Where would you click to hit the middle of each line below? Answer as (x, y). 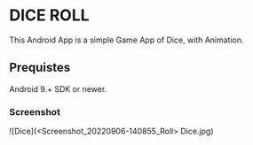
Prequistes (40, 68)
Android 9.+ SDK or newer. (58, 88)
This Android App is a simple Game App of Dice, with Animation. (126, 40)
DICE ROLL (50, 15)
